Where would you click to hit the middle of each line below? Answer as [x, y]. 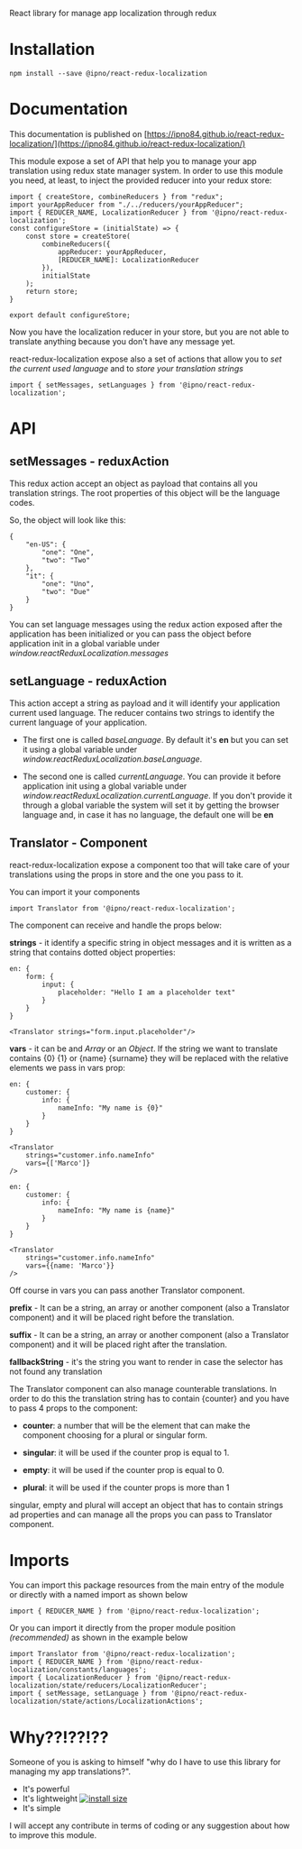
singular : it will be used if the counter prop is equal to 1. [126, 1452]
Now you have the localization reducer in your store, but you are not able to [150, 332]
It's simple [41, 1808]
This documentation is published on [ [78, 133]
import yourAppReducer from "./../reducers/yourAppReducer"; [127, 205]
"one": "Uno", [68, 584]
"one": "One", [68, 552]
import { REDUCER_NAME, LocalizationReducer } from [108, 212]
